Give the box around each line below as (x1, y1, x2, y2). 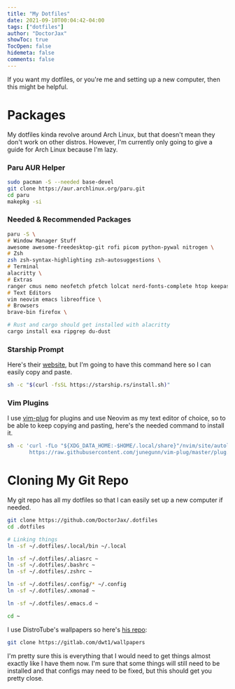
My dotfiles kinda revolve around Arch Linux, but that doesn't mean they (7, 130, 215, 139)
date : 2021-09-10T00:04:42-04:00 (7, 17, 105, 24)
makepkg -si (7, 198, 42, 205)
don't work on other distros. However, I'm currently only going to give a (7, 137, 213, 146)
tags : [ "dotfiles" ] (7, 23, 64, 30)
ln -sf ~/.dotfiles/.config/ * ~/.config (7, 581, 127, 588)
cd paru (7, 191, 30, 198)
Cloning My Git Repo (7, 472, 129, 489)
